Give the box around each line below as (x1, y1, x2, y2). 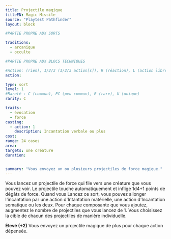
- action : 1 (10, 124, 36, 129)
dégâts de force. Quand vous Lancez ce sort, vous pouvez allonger (5, 191, 147, 197)
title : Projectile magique (5, 7, 63, 13)
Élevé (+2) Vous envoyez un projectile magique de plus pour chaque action (5, 223, 163, 229)
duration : (5, 152, 26, 158)
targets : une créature (5, 148, 53, 153)
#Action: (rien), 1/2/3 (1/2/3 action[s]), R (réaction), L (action (5, 68, 154, 73)
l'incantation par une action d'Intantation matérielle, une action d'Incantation (5, 197, 165, 203)
